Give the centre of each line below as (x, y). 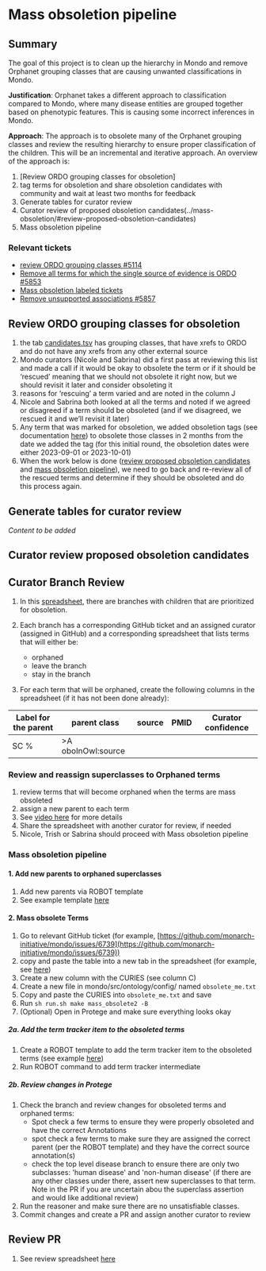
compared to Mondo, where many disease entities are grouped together (126, 104)
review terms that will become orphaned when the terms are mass (127, 792)
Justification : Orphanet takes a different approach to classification (118, 95)
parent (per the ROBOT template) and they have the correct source (141, 1147)
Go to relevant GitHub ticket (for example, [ (90, 935)
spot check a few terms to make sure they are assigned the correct (141, 1138)
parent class (95, 722)
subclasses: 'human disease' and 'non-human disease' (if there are (141, 1172)
